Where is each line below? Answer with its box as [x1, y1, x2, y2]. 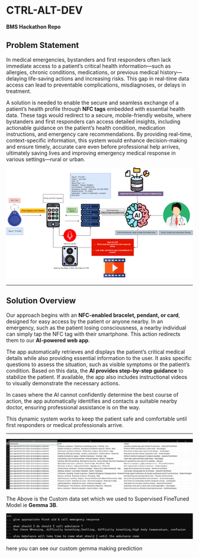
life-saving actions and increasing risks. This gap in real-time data [28, 75, 190, 82]
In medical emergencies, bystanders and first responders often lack [6, 56, 172, 63]
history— [159, 69, 182, 76]
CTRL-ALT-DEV [6, 4, 83, 17]
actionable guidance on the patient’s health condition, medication [6, 124, 166, 131]
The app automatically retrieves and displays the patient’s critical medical [6, 348, 185, 355]
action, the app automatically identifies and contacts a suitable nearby [6, 397, 178, 405]
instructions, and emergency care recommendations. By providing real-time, [6, 130, 192, 137]
